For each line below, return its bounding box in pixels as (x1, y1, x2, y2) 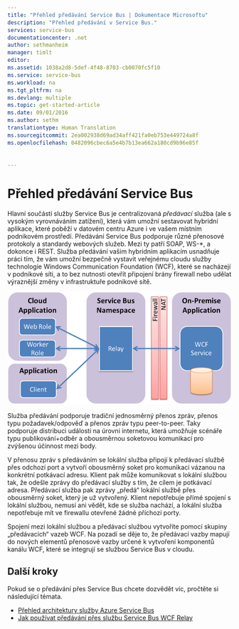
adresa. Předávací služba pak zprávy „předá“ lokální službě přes (7, 486, 196, 494)
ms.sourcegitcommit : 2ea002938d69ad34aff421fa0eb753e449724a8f (7, 132, 199, 139)
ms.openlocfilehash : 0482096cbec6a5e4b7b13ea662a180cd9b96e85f (7, 139, 199, 146)
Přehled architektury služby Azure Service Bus (17, 605, 154, 614)
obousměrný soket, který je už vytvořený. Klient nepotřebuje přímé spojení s (7, 494, 231, 502)
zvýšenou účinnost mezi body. (7, 442, 97, 450)
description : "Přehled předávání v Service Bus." (7, 19, 158, 26)
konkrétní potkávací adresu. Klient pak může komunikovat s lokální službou (7, 471, 228, 479)
